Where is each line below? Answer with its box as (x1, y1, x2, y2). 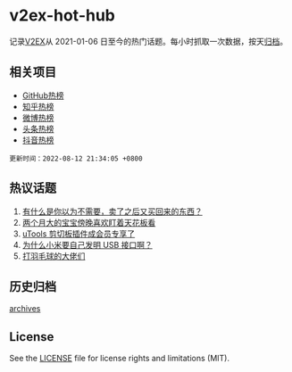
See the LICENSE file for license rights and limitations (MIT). (9, 353, 230, 364)
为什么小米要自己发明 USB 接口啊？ (21, 239, 154, 250)
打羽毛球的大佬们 (21, 251, 86, 261)
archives (9, 303, 41, 314)
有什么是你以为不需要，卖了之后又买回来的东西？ (21, 206, 203, 217)
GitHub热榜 (21, 90, 64, 101)
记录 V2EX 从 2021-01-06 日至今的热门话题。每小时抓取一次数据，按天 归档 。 (9, 36, 288, 46)
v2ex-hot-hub (9, 5, 116, 26)
